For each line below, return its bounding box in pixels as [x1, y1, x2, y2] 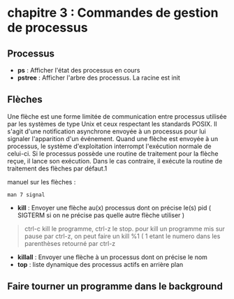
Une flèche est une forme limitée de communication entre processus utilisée [7, 112, 227, 120]
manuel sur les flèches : [7, 177, 76, 186]
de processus [7, 20, 89, 36]
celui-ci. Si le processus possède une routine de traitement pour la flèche [7, 149, 219, 158]
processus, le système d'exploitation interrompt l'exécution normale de [7, 142, 212, 150]
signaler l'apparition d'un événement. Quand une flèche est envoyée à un [7, 134, 219, 143]
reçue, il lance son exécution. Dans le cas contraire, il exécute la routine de [7, 156, 223, 165]
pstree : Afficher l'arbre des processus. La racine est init [17, 73, 180, 82]
